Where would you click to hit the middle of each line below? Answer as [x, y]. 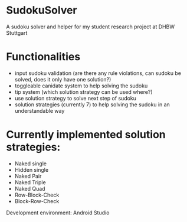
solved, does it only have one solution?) [63, 79]
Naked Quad [30, 188]
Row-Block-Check [37, 195]
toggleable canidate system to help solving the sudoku [81, 86]
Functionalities [43, 57]
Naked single [31, 164]
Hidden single [32, 169]
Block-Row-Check [37, 201]
